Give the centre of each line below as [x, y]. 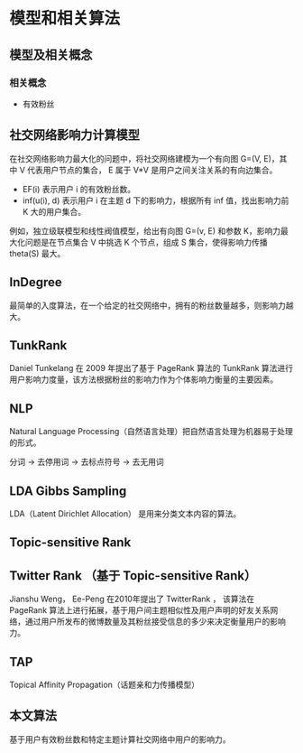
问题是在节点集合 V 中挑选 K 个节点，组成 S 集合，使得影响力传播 [146, 242]
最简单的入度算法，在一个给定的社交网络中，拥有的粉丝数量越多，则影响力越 [151, 305]
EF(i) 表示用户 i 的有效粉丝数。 [79, 189]
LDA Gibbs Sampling [68, 491]
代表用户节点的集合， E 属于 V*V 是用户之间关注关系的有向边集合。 [152, 170]
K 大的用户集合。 [54, 211]
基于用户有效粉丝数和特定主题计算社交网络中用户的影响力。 [120, 739]
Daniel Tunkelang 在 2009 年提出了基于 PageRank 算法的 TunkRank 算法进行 [151, 368]
